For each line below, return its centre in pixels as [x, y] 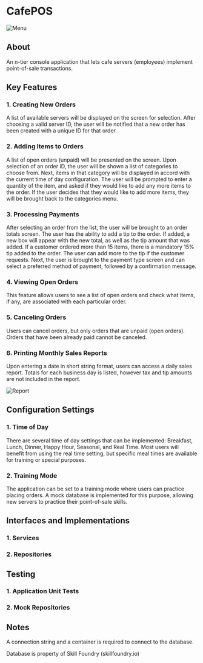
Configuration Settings [51, 410]
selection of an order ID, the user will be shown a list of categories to [92, 166]
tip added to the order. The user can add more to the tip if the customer [95, 253]
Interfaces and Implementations [68, 521]
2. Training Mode [32, 475]
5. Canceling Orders [36, 317]
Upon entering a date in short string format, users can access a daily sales [99, 366]
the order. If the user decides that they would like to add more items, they [98, 192]
